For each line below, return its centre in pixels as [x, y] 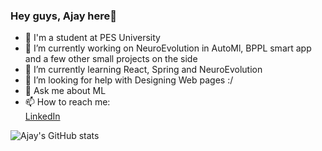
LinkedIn [42, 116]
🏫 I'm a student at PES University [92, 38]
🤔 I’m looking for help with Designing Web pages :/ [129, 80]
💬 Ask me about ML [65, 91]
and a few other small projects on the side [111, 59]
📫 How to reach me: [67, 102]
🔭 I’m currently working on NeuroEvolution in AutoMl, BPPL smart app [168, 48]
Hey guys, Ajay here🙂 [64, 16]
